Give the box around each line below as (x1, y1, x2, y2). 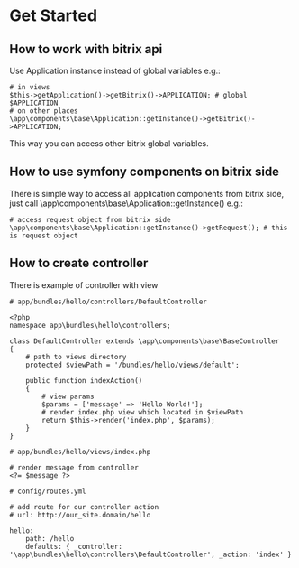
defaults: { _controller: (25, 542, 123, 551)
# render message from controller (9, 462, 140, 472)
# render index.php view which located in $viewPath (41, 407, 244, 416)
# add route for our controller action (9, 502, 159, 511)
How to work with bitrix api (9, 42, 163, 57)
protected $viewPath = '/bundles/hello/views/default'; (25, 360, 240, 369)
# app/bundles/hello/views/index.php (9, 447, 151, 456)
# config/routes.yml (9, 487, 87, 496)
